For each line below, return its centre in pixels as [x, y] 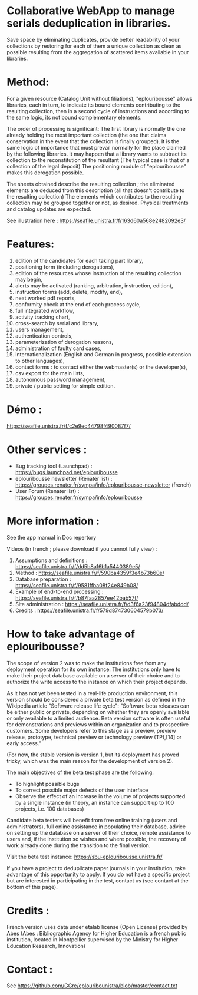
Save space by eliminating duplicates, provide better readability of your [93, 39]
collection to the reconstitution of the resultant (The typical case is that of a [98, 160]
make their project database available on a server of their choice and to [93, 675]
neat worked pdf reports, [45, 298]
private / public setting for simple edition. [65, 386]
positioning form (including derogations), [65, 267]
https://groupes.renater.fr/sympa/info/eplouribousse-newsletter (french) [103, 485]
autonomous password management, [60, 379]
